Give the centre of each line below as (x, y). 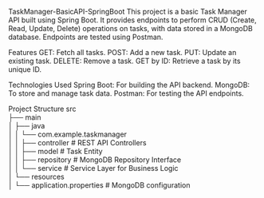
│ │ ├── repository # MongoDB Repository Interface (95, 160)
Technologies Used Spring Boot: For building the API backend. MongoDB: (129, 85)
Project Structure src (42, 109)
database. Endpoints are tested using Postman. (86, 37)
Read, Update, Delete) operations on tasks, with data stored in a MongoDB (131, 28)
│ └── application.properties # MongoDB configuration (99, 185)
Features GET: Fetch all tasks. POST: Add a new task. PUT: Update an (122, 52)
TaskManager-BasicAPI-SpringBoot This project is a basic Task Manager (128, 12)
